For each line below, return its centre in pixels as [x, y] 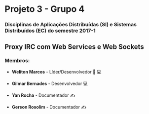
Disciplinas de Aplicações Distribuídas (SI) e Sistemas [71, 25]
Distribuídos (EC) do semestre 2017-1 [50, 31]
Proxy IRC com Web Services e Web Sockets [74, 47]
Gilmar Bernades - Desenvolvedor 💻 [50, 83]
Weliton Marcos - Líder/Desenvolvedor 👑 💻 [56, 72]
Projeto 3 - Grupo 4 [45, 9]
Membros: [17, 61]
